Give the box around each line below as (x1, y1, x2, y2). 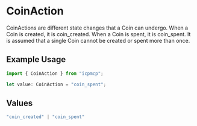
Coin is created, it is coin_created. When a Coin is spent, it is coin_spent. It (6, 30, 191, 37)
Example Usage (6, 54, 66, 65)
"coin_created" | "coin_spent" (6, 114, 85, 120)
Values (6, 98, 33, 108)
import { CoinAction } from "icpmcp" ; (6, 71, 104, 77)
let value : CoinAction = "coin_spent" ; (6, 81, 107, 87)
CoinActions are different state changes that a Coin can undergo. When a (6, 24, 189, 31)
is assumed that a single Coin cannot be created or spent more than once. (6, 37, 190, 44)
